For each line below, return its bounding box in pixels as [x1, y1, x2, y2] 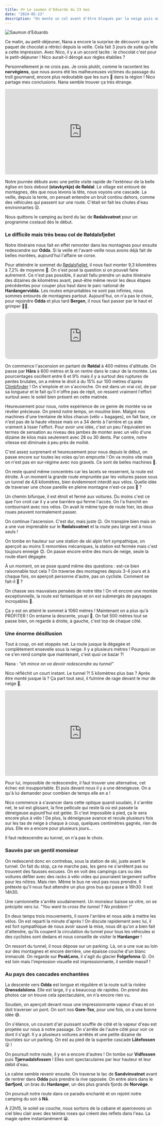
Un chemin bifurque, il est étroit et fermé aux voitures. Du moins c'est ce [5, 494, 150, 499]
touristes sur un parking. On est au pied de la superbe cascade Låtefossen [5, 1037, 155, 1042]
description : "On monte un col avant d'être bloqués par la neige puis [5, 16, 153, 21]
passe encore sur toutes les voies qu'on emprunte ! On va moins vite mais [5, 454, 153, 460]
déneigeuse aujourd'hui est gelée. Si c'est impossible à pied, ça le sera [5, 810, 147, 816]
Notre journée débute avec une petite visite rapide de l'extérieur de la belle [5, 178, 155, 185]
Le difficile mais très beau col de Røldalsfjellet [5, 231, 115, 238]
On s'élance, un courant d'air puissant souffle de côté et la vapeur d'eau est [5, 1021, 157, 1027]
